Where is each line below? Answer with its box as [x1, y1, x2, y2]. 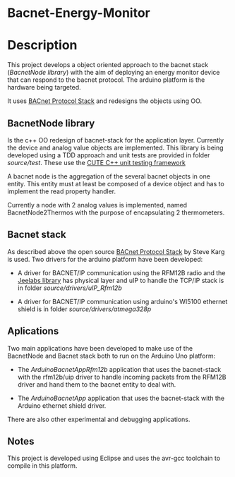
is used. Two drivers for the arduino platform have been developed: [7, 255, 203, 263]
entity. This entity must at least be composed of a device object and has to [7, 179, 224, 188]
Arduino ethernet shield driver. [17, 401, 107, 410]
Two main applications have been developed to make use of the [7, 344, 193, 352]
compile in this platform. [7, 461, 78, 470]
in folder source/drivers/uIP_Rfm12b [17, 284, 122, 292]
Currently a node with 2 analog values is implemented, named [7, 200, 188, 209]
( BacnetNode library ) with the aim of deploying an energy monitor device [7, 68, 220, 77]
